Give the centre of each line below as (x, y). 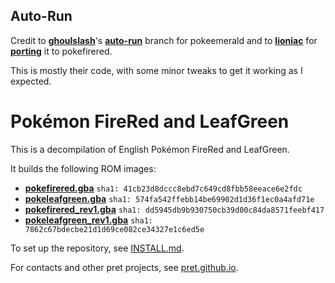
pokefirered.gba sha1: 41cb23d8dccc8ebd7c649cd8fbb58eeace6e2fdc (163, 188)
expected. (31, 81)
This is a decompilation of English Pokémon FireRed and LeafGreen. (150, 149)
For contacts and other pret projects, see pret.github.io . (124, 267)
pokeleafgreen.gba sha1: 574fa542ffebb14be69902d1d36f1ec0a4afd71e (169, 198)
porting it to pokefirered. (61, 51)
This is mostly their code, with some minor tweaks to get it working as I (156, 70)
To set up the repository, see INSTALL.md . (97, 248)
